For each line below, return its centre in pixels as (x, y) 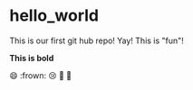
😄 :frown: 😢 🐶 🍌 (41, 75)
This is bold (32, 58)
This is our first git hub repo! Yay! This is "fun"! (96, 40)
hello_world (54, 16)
